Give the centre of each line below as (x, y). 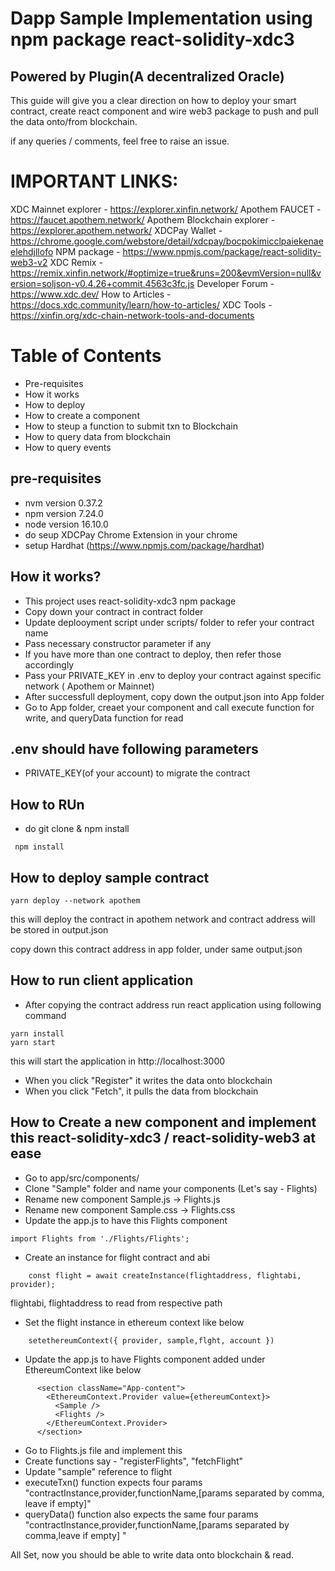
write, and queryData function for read (104, 718)
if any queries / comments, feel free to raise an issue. (120, 141)
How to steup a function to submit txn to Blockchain (131, 426)
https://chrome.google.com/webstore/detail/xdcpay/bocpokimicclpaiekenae (167, 241)
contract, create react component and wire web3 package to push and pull (164, 111)
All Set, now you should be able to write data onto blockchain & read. (152, 1554)
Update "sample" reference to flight (98, 1471)
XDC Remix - (76, 262)
